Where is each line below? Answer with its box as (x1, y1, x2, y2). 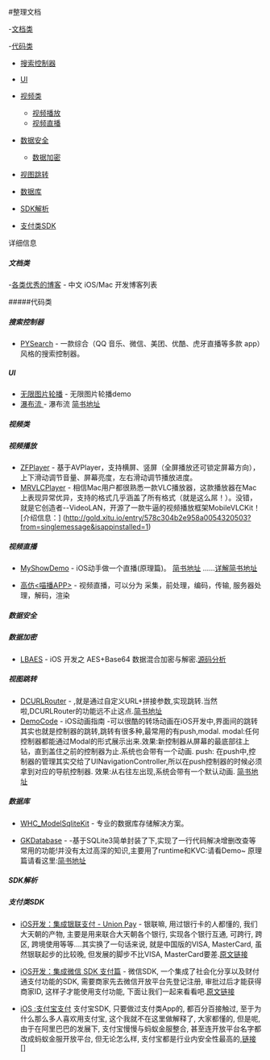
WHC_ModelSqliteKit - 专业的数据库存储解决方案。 (19, 818, 189, 828)
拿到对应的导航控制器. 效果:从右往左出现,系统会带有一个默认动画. (19, 766, 235, 776)
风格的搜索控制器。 (19, 349, 85, 358)
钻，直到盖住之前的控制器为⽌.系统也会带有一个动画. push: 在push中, (19, 746, 249, 756)
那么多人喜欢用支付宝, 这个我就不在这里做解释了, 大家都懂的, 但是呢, (34, 1013, 260, 1023)
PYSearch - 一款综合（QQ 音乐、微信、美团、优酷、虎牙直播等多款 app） (19, 338, 261, 348)
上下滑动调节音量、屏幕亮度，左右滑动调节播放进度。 (19, 473, 197, 482)
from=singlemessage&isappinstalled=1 (19, 522, 149, 532)
